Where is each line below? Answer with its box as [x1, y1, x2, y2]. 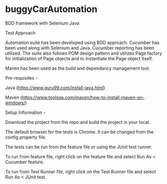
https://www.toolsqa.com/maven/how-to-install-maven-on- [21, 94, 145, 100]
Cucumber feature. [5, 159, 44, 165]
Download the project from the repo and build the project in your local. [5, 119, 150, 125]
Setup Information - [5, 109, 46, 115]
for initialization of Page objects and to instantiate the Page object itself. [5, 55, 153, 61]
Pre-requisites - [5, 75, 38, 81]
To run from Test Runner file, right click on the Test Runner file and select [5, 168, 156, 174]
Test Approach [5, 30, 36, 36]
